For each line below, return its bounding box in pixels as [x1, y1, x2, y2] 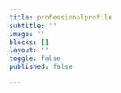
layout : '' [9, 46, 49, 55]
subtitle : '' [9, 21, 57, 30]
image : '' [9, 29, 46, 38]
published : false [9, 63, 73, 72]
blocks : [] [9, 37, 49, 47]
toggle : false [9, 54, 62, 63]
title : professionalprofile [9, 12, 113, 22]
